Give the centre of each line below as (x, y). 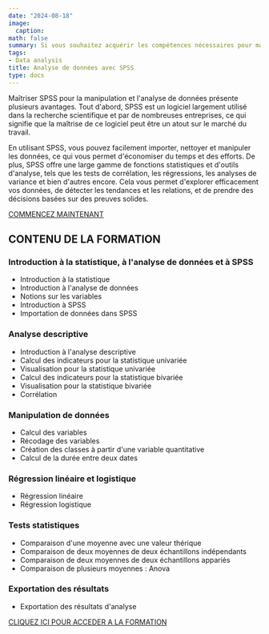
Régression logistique (56, 504)
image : (19, 23)
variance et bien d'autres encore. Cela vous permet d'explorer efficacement (133, 182)
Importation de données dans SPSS (78, 314)
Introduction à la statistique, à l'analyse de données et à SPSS (131, 262)
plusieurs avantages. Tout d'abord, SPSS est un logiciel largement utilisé (128, 106)
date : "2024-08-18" (41, 16)
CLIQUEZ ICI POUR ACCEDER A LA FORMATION (88, 622)
